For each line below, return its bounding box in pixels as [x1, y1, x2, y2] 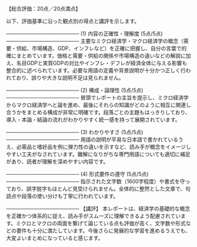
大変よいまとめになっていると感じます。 [6, 235, 103, 241]
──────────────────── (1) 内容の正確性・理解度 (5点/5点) [6, 30, 163, 37]
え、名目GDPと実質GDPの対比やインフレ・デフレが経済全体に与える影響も [6, 59, 188, 66]
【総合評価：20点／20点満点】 [6, 5, 81, 12]
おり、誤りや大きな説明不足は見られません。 [16, 74, 125, 81]
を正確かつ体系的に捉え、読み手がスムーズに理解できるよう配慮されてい [6, 212, 181, 219]
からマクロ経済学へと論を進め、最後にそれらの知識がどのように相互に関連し [6, 102, 192, 108]
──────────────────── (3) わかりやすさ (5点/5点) [6, 129, 143, 135]
